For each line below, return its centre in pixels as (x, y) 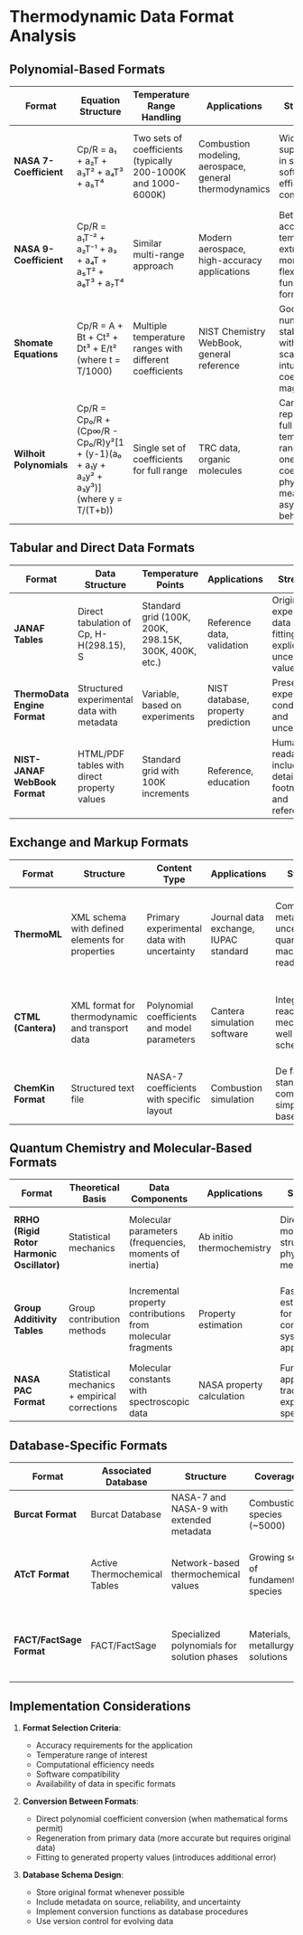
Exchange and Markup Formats (99, 843)
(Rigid (27, 1231)
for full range (160, 470)
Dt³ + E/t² (96, 348)
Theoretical (94, 1188)
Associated (126, 1471)
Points (170, 584)
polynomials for (204, 1646)
